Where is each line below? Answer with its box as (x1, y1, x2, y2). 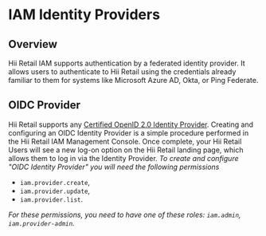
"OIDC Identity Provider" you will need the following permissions (8, 162, 220, 171)
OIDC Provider (8, 98, 81, 112)
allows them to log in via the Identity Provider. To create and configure (8, 153, 239, 163)
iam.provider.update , (19, 186, 90, 195)
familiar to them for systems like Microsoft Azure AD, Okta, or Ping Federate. (8, 76, 259, 85)
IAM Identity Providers (8, 6, 161, 24)
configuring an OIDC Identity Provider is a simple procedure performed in (8, 128, 249, 137)
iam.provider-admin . (8, 218, 75, 228)
